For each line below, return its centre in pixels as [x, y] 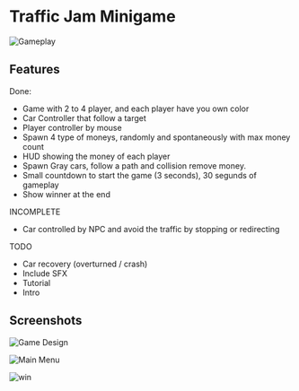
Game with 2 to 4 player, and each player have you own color [136, 109]
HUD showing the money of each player [96, 156]
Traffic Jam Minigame [93, 17]
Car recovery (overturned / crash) [85, 264]
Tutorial [36, 282]
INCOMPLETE [35, 212]
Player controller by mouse [72, 127]
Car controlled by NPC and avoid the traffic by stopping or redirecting [151, 229]
